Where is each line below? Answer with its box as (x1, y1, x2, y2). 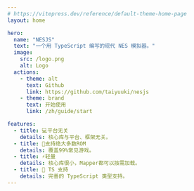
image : (13, 49, 33, 56)
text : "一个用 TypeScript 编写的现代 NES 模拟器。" (13, 43, 156, 50)
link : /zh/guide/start (25, 108, 93, 115)
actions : (13, 68, 39, 76)
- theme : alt (20, 75, 58, 82)
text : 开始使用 (25, 101, 67, 109)
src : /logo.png (20, 55, 65, 63)
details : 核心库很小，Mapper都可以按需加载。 (20, 159, 141, 167)
